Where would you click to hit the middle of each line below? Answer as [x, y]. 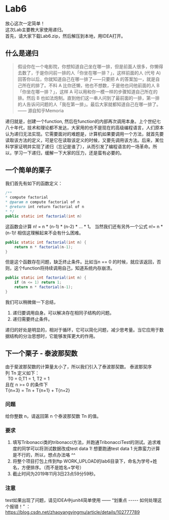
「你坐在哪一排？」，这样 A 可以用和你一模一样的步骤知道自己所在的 [88, 92]
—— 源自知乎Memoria [40, 110]
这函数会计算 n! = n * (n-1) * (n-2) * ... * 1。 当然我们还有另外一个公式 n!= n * [84, 226]
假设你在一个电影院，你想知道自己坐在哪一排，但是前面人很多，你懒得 [90, 67]
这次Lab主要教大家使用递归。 [36, 29]
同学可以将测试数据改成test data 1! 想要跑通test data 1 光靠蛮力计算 [91, 448]
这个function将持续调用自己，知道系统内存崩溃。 [64, 268]
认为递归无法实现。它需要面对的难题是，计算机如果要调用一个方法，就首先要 [84, 134]
